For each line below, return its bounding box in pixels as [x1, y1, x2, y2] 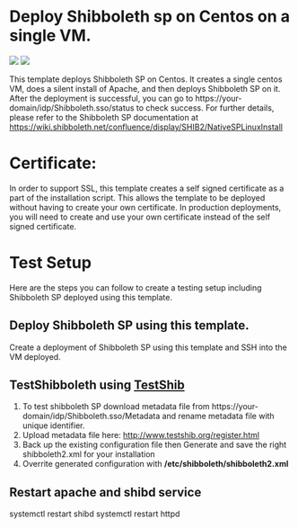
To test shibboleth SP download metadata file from [22, 401, 210, 412]
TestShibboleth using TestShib [9, 378, 186, 393]
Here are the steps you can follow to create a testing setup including [9, 282, 262, 293]
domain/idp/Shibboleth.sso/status [9, 102, 135, 113]
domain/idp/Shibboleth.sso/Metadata [22, 411, 161, 422]
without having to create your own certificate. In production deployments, [9, 201, 282, 212]
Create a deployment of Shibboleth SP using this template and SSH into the [9, 342, 287, 353]
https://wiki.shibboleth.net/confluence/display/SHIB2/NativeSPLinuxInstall [9, 121, 283, 132]
